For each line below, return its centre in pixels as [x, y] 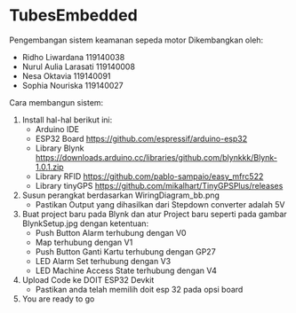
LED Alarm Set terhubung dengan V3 [103, 261]
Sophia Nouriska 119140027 [73, 85]
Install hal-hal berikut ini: [67, 120]
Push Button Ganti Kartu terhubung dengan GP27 [125, 251]
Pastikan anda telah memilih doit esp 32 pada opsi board [139, 289]
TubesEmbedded [73, 16]
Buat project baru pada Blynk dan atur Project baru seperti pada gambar [154, 214]
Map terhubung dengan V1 [84, 242]
